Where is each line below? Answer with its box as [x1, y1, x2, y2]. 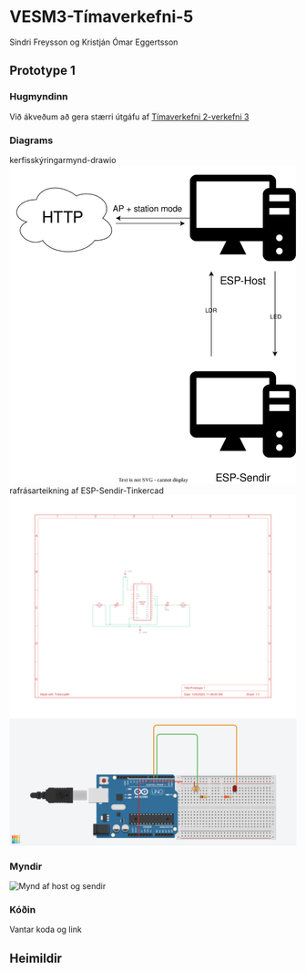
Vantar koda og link [9, 924, 82, 936]
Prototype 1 [9, 63, 76, 78]
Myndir [9, 860, 43, 873]
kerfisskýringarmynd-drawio [9, 154, 117, 165]
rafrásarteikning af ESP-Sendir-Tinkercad [9, 485, 164, 496]
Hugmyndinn [9, 90, 68, 103]
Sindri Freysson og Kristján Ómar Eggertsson [9, 36, 178, 47]
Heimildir [9, 950, 62, 966]
